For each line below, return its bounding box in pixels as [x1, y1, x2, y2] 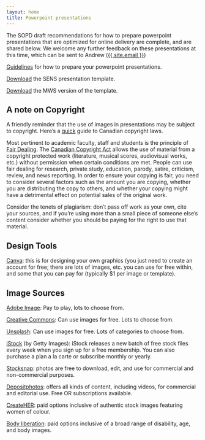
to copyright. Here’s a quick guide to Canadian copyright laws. [6, 127, 163, 135]
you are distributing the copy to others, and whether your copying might [6, 185, 188, 192]
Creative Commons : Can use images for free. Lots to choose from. [6, 315, 174, 323]
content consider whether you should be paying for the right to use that [6, 216, 187, 224]
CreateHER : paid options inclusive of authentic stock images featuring [6, 401, 183, 409]
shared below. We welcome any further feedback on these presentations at [6, 44, 196, 52]
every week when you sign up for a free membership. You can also [6, 346, 175, 353]
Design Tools [6, 241, 58, 251]
